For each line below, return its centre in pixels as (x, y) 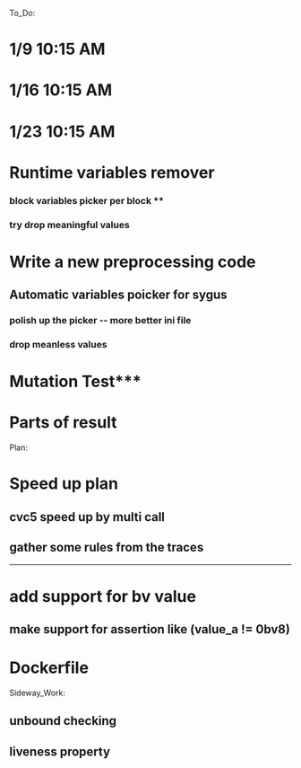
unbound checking (63, 721)
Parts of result (64, 423)
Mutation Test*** (75, 382)
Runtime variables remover (112, 172)
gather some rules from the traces (107, 547)
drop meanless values (58, 345)
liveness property (60, 751)
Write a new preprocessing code (133, 262)
